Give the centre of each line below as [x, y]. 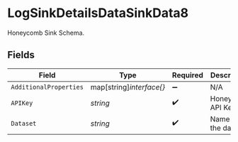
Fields [21, 55]
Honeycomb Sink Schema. [46, 33]
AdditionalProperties [47, 87]
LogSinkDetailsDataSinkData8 [98, 13]
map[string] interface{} [128, 87]
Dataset [24, 123]
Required [188, 75]
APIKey [22, 103]
